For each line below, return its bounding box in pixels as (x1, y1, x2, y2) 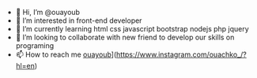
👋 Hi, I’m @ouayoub (15, 8, 81, 17)
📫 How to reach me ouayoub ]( (15, 50, 117, 59)
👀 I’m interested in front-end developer (15, 16, 142, 25)
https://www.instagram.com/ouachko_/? (115, 50, 247, 59)
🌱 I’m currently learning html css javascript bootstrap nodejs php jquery (15, 24, 249, 33)
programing (15, 41, 55, 50)
